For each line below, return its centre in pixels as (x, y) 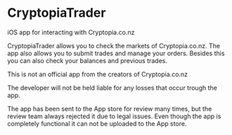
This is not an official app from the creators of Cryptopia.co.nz (98, 74)
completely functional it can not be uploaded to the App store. (97, 123)
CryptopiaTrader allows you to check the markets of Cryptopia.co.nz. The (114, 45)
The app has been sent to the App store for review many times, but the (110, 108)
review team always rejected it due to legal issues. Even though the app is (114, 116)
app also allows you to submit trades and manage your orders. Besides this (116, 53)
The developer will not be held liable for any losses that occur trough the (112, 87)
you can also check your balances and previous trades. (87, 60)
